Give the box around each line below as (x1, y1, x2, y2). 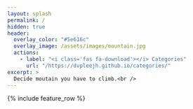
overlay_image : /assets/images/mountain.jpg (13, 43, 146, 50)
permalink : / (7, 17, 46, 24)
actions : (13, 50, 39, 57)
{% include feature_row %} (7, 94, 86, 103)
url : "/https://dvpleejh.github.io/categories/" (25, 62, 171, 69)
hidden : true (7, 23, 46, 30)
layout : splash (7, 10, 52, 17)
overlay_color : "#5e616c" (13, 36, 90, 43)
